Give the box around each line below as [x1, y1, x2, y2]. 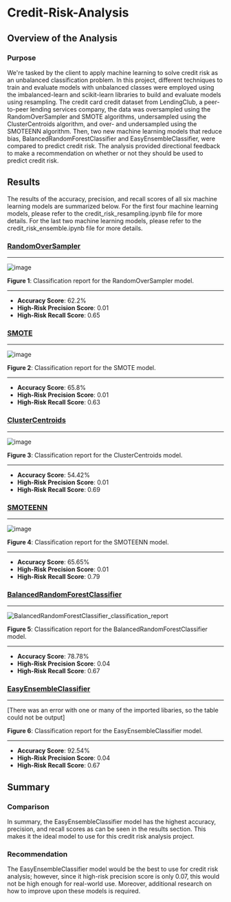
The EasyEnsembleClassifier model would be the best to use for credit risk [7, 865, 219, 873]
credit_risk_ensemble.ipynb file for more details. [7, 224, 143, 232]
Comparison [7, 801, 49, 811]
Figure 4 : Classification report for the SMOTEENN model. [7, 537, 169, 546]
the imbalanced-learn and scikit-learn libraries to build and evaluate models [7, 90, 221, 99]
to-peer [7, 105, 29, 113]
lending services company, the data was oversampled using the [30, 105, 211, 113]
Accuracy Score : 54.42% [16, 471, 91, 479]
